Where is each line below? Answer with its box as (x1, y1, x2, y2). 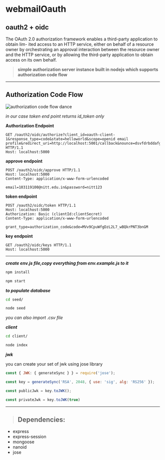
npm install (5, 270, 30, 275)
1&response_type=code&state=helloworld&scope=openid (5, 136, 116, 141)
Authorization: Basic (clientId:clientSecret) (5, 212, 102, 216)
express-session (12, 434, 47, 440)
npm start (5, 278, 26, 283)
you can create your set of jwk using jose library (5, 361, 103, 367)
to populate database (5, 287, 51, 293)
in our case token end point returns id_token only (5, 113, 104, 119)
